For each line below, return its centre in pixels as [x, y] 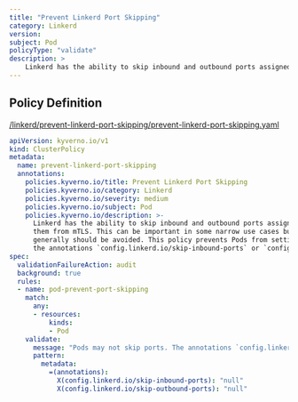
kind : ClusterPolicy [47, 149]
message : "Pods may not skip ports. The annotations [132, 348]
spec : [19, 256]
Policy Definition [56, 103]
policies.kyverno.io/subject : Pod [89, 207]
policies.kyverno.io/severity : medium [97, 198]
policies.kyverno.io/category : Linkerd [99, 190]
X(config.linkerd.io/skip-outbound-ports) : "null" [152, 389]
